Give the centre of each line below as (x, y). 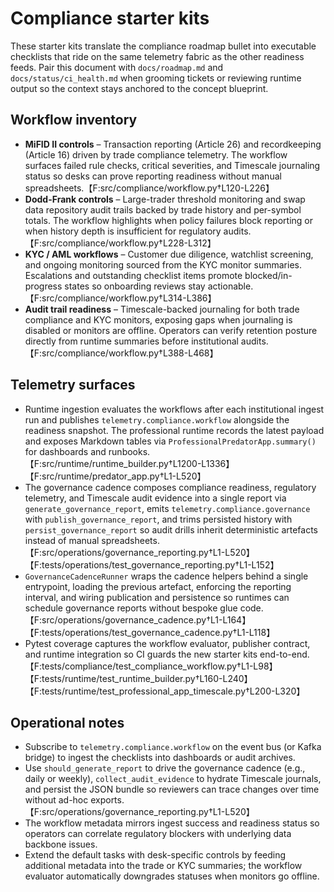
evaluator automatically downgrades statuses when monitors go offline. (172, 876)
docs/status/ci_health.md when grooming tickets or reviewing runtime (156, 78)
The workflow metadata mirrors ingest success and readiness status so (172, 823)
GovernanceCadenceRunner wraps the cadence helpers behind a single (166, 576)
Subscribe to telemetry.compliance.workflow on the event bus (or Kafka (173, 747)
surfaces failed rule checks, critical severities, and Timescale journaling (172, 165)
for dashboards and (65, 451)
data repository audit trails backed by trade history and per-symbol (163, 209)
